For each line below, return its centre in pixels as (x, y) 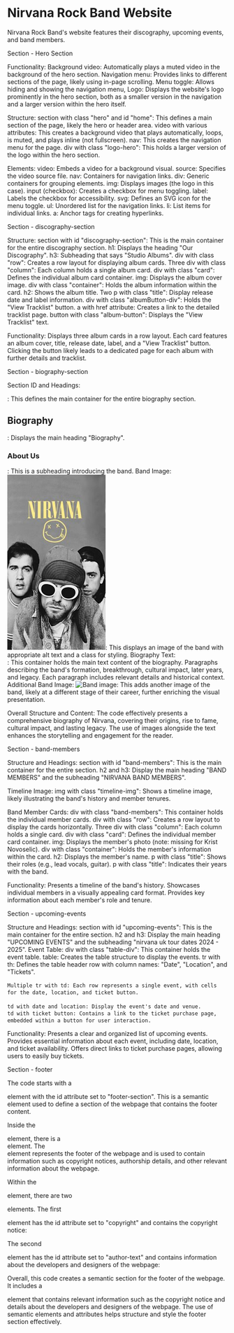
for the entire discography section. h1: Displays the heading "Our (100, 247)
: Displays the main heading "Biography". (66, 437)
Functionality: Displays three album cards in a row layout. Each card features (117, 336)
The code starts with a (39, 1083)
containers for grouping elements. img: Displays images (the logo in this (111, 183)
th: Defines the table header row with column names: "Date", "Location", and (117, 965)
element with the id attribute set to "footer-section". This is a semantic (108, 1097)
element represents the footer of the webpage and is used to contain (106, 1154)
